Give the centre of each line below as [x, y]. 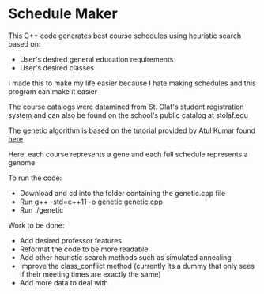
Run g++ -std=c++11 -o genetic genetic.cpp [91, 202]
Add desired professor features [71, 240]
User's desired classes [57, 67]
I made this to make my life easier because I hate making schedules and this [132, 83]
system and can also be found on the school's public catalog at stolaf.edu [128, 115]
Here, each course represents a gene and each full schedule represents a [128, 154]
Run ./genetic [41, 209]
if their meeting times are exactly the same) [90, 274]
